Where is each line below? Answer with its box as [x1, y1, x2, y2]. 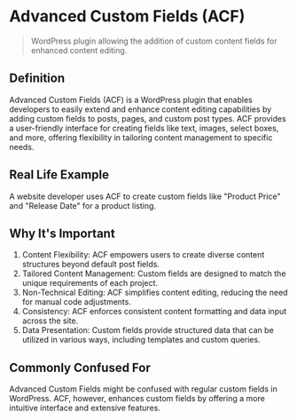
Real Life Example [9, 167, 109, 183]
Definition [9, 71, 65, 86]
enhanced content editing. [30, 44, 128, 55]
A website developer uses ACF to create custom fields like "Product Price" [9, 191, 281, 202]
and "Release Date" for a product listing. [9, 200, 157, 210]
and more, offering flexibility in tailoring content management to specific [9, 131, 273, 143]
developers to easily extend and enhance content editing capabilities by [9, 104, 272, 115]
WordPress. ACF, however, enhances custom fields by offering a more [9, 393, 266, 404]
